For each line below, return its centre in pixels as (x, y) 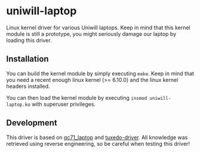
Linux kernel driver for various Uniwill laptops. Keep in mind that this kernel (99, 27)
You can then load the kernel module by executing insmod (77, 97)
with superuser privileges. (64, 104)
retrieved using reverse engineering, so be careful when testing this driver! (98, 143)
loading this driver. (29, 40)
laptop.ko (19, 105)
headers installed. (28, 86)
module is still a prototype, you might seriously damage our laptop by (91, 33)
